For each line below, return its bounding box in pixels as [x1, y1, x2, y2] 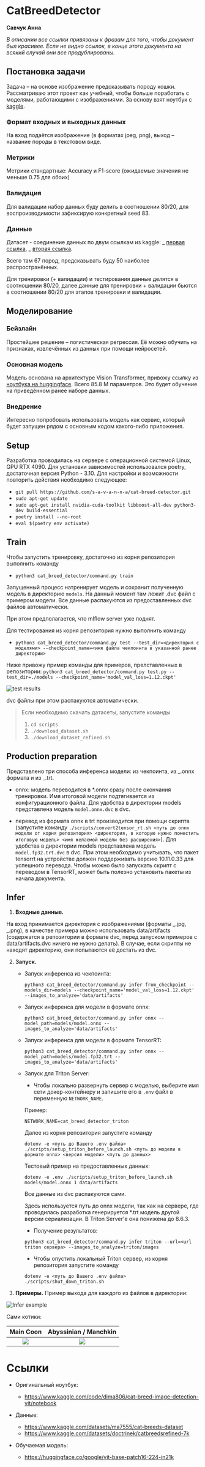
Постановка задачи [6, 67, 86, 77]
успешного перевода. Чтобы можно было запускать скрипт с [15, 861, 177, 869]
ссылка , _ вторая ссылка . [6, 245, 73, 252]
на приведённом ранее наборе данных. [6, 387, 110, 394]
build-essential [26, 507, 68, 514]
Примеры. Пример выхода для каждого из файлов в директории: [15, 1290, 188, 1297]
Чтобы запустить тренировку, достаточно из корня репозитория [6, 553, 176, 561]
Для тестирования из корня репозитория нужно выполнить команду [6, 627, 187, 634]
